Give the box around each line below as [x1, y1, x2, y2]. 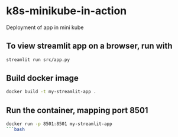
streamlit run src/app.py [6, 56, 70, 63]
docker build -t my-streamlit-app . [6, 89, 96, 95]
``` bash [6, 126, 25, 132]
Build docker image [6, 73, 79, 84]
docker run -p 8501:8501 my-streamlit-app [6, 121, 112, 127]
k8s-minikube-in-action [6, 4, 127, 18]
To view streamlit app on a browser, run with [6, 41, 173, 51]
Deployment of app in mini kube [6, 24, 84, 31]
